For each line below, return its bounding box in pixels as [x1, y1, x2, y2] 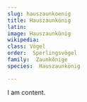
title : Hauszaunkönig [7, 17, 71, 24]
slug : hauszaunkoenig [7, 10, 71, 18]
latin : [7, 23, 27, 30]
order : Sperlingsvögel [7, 50, 78, 57]
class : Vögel [7, 43, 46, 50]
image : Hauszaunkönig [7, 30, 71, 37]
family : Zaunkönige [7, 56, 69, 63]
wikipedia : [7, 37, 40, 44]
